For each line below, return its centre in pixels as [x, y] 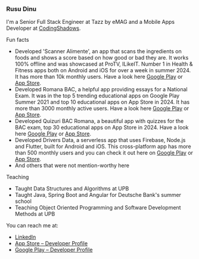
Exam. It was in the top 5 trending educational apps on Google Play [97, 96]
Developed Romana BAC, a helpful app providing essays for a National [101, 90]
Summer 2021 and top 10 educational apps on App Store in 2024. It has [102, 102]
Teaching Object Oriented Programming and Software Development [98, 208]
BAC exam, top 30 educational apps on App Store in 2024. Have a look [102, 128]
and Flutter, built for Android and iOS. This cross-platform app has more [103, 147]
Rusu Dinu [21, 9]
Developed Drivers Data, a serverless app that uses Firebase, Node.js [100, 140]
